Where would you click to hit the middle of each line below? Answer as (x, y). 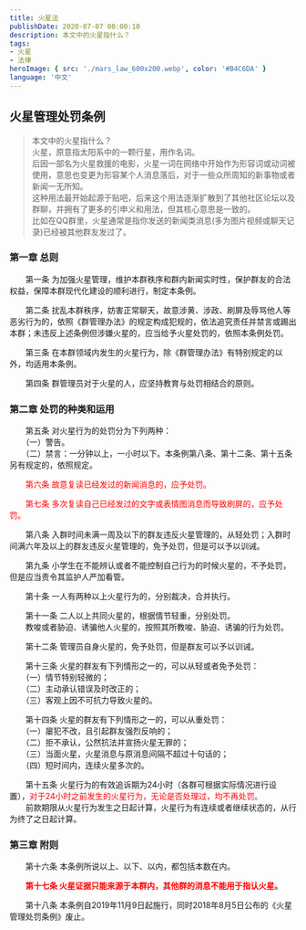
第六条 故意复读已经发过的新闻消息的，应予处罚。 (118, 484)
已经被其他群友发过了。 (87, 232)
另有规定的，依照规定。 (53, 465)
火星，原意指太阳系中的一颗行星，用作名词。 (116, 152)
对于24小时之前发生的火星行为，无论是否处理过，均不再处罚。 (146, 797)
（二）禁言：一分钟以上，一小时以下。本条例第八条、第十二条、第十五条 (159, 454)
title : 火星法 (34, 18)
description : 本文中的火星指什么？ (70, 35)
